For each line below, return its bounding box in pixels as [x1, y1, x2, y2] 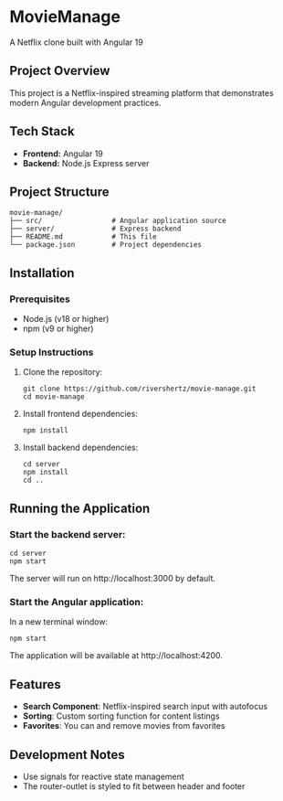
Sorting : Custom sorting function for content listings [22, 710, 221, 721]
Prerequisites [9, 293, 70, 305]
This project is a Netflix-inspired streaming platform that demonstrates [9, 87, 274, 98]
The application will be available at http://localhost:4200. [9, 650, 224, 661]
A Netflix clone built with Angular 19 [9, 37, 143, 48]
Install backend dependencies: [22, 442, 139, 454]
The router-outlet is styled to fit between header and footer [22, 780, 246, 792]
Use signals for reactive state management [22, 771, 184, 782]
